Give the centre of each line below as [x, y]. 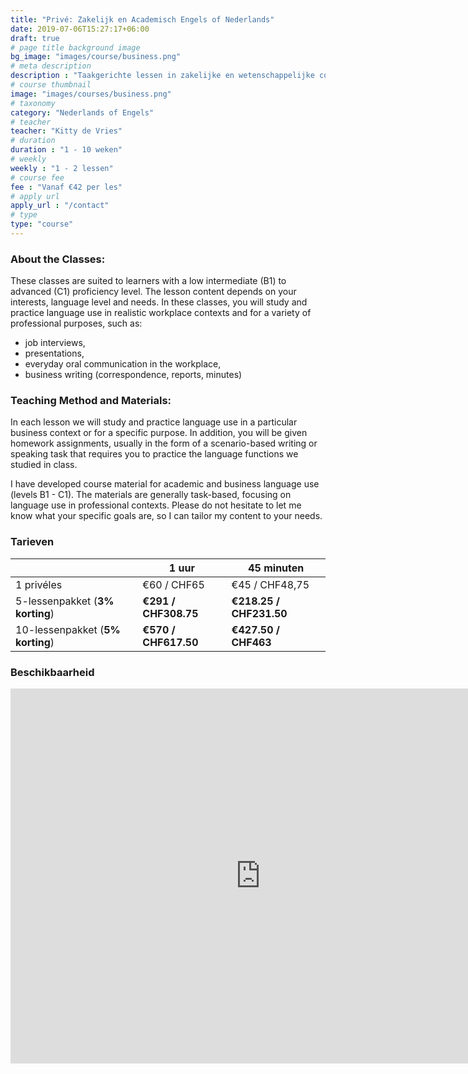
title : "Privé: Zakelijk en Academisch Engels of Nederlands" [142, 19]
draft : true [35, 38]
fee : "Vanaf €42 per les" [66, 187]
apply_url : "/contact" [60, 206]
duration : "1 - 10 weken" [66, 150]
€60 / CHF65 [173, 584]
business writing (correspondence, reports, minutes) [133, 375]
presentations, [54, 353]
